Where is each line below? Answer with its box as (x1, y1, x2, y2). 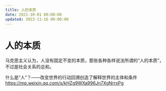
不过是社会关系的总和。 (5, 64, 54, 70)
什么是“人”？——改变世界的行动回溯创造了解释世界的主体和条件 (5, 74, 138, 80)
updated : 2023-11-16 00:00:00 (5, 17, 69, 22)
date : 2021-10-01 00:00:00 (5, 12, 62, 17)
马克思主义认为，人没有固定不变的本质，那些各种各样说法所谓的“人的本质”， (5, 57, 164, 63)
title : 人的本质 (5, 7, 36, 13)
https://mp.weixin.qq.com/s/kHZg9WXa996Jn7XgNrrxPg (5, 80, 124, 86)
